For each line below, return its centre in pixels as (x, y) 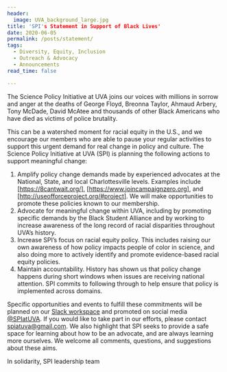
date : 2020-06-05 (32, 33)
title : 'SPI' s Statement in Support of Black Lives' (84, 26)
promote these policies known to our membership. (88, 203)
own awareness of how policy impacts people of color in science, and (116, 247)
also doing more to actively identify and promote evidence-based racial (118, 254)
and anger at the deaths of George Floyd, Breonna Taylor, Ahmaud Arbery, (112, 104)
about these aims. (33, 348)
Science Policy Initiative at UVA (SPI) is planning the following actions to (109, 153)
